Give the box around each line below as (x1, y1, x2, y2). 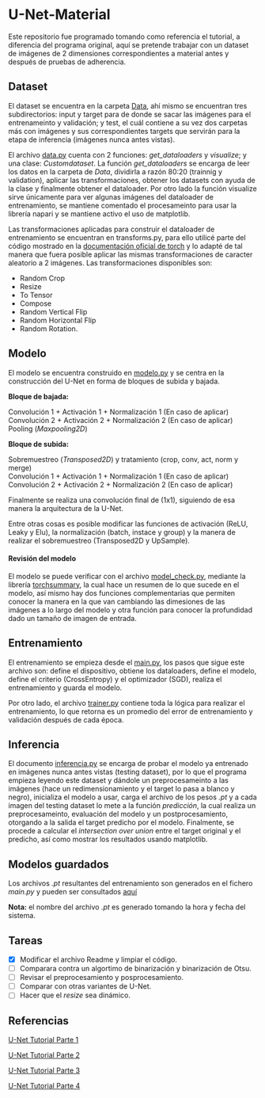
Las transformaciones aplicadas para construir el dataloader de (8, 224, 215, 234)
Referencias (8, 1014, 70, 1027)
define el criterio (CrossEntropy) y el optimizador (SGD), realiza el (8, 674, 222, 684)
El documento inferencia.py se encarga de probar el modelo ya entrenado (8, 759, 249, 768)
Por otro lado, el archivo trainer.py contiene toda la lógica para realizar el (8, 698, 245, 707)
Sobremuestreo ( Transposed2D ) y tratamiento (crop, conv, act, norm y (8, 454, 239, 464)
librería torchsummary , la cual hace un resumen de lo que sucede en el (8, 580, 240, 589)
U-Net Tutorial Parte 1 (8, 1035, 79, 1045)
